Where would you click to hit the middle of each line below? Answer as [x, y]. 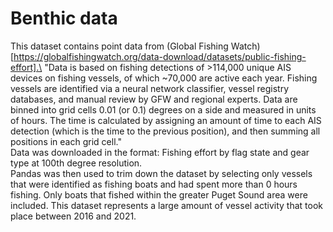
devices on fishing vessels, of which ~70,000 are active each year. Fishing [164, 78]
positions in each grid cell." [66, 141]
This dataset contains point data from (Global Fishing [119, 46]
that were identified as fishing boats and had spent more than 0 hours [154, 184]
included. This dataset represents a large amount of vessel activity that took [167, 205]
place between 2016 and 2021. [73, 216]
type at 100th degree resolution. [76, 163]
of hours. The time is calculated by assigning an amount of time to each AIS [166, 120]
